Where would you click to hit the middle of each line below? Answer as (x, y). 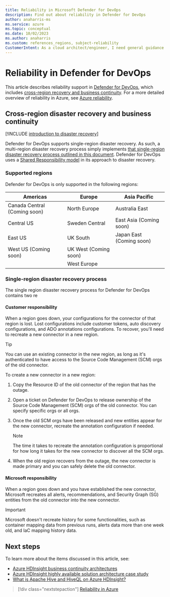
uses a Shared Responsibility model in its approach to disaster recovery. (80, 160)
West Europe (82, 264)
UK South (78, 238)
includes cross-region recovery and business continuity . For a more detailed (85, 92)
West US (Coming (29, 249)
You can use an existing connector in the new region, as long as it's (75, 354)
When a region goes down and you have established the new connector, (80, 489)
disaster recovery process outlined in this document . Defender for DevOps (83, 154)
